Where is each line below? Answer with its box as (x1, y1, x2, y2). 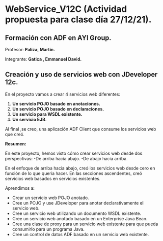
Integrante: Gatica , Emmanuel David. (5, 56, 82, 62)
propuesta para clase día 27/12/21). (5, 14, 152, 25)
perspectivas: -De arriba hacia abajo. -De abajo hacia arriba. (5, 155, 128, 161)
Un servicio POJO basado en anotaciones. (12, 101, 101, 106)
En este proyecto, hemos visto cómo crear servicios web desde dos (5, 150, 142, 156)
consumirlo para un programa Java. (12, 226, 85, 232)
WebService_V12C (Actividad (5, 3, 127, 15)
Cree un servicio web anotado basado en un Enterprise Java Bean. (12, 215, 148, 221)
